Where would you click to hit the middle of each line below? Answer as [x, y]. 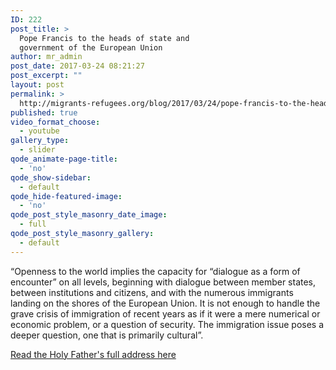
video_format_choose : [55, 122]
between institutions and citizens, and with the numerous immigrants [152, 292]
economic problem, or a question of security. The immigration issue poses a [167, 324]
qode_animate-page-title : [64, 159]
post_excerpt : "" [46, 76]
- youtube [39, 131]
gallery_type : [40, 141]
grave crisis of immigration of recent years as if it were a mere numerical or [165, 313]
